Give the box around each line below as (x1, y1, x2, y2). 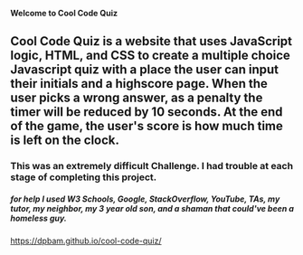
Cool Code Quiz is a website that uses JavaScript (10, 33, 293, 49)
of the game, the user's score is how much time (10, 118, 283, 134)
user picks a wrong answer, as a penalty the (10, 90, 263, 106)
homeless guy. (10, 212, 67, 223)
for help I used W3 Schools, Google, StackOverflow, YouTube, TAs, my (10, 194, 280, 204)
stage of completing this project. (10, 171, 157, 184)
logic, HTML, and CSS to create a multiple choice (10, 48, 290, 63)
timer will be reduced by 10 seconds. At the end (10, 104, 283, 120)
